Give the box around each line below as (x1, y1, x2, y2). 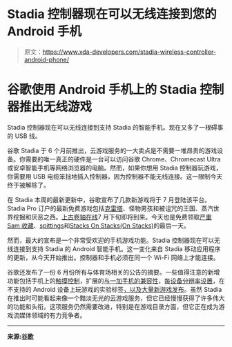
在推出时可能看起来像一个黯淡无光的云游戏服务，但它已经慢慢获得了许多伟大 (7, 294, 225, 302)
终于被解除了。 (7, 181, 50, 189)
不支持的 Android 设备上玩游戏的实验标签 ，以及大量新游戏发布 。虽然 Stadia (7, 285, 222, 293)
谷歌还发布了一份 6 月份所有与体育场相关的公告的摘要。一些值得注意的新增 (7, 268, 220, 276)
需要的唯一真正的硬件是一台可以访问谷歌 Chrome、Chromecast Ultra (25, 155, 221, 163)
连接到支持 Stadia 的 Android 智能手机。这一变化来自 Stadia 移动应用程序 (12, 244, 221, 252)
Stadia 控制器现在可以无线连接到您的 (7, 6, 217, 22)
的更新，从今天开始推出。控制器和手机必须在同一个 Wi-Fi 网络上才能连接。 (7, 253, 220, 261)
